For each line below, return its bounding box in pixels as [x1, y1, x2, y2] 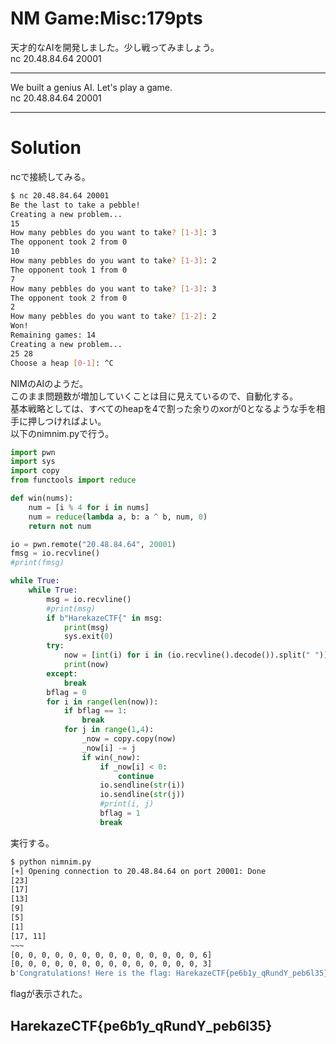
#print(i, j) [99, 799, 155, 809]
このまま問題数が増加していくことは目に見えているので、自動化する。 [10, 390, 299, 402]
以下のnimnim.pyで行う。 [10, 427, 115, 439]
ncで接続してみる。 [10, 170, 91, 182]
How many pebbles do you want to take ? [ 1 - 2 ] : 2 [10, 312, 217, 322]
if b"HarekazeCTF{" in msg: [46, 613, 163, 623]
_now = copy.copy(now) [81, 734, 177, 744]
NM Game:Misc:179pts [10, 7, 203, 30]
